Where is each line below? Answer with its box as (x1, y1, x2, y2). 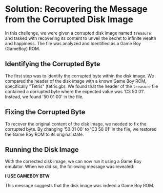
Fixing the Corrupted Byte (5, 108, 85, 116)
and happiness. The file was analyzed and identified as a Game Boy (5, 40, 142, 46)
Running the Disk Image (5, 145, 79, 154)
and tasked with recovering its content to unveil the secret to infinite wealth (5, 35, 156, 41)
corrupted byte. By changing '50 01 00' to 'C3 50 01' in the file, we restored (5, 126, 157, 132)
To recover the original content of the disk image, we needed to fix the (5, 121, 146, 127)
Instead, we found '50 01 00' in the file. (5, 94, 84, 99)
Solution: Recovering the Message (5, 3, 148, 15)
